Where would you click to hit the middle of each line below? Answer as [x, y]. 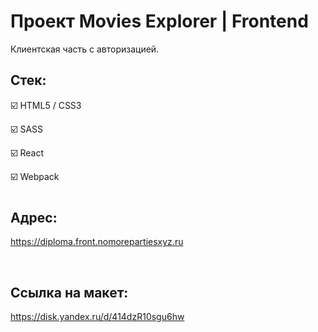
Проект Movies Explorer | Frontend [159, 21]
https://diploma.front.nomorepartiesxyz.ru [97, 242]
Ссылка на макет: [69, 292]
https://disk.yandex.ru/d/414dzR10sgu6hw [97, 317]
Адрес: [34, 217]
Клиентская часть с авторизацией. [85, 49]
